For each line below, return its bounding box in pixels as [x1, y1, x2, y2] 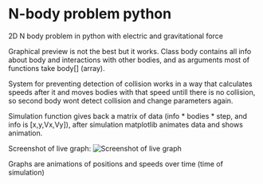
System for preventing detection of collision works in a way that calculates [8, 79, 253, 88]
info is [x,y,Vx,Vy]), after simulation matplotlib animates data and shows [8, 119, 243, 129]
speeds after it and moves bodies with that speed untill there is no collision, [8, 87, 256, 96]
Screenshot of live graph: [8, 143, 92, 153]
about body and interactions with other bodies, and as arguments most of [8, 55, 249, 65]
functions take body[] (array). [8, 63, 105, 72]
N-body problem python [8, 5, 172, 23]
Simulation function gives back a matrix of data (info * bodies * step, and [8, 111, 248, 120]
